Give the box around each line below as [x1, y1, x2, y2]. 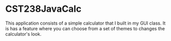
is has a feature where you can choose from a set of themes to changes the [5, 25, 165, 31]
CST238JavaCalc [5, 3, 82, 15]
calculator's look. [5, 31, 42, 37]
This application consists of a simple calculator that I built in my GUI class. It [5, 20, 166, 26]
